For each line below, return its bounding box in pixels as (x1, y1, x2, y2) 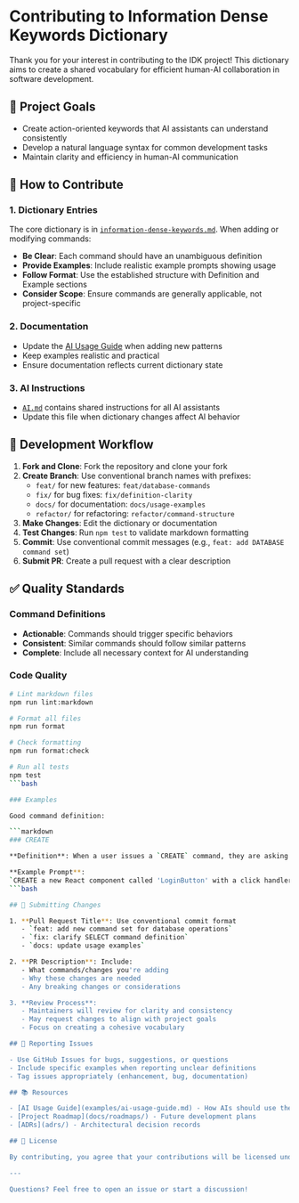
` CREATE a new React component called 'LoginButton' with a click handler (9, 875, 293, 885)
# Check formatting (9, 738, 82, 747)
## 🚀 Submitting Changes (9, 900, 101, 909)
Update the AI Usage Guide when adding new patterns (21, 340, 223, 351)
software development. (9, 73, 94, 84)
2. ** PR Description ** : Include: (9, 957, 133, 967)
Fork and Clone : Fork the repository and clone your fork (21, 460, 229, 471)
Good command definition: (9, 811, 105, 820)
